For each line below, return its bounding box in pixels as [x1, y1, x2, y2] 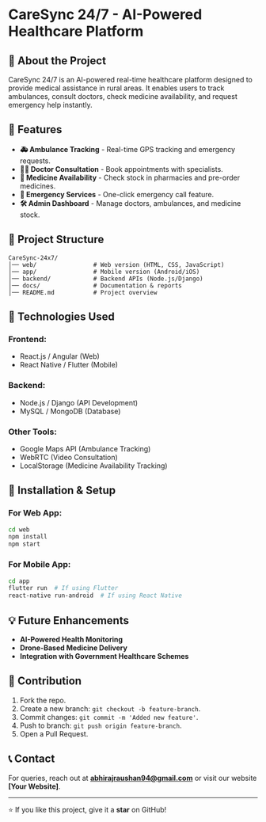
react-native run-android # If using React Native [8, 592, 182, 599]
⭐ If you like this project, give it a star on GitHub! [8, 805, 167, 814]
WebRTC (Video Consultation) [19, 452, 119, 462]
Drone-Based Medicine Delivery [19, 643, 128, 653]
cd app [8, 577, 30, 585]
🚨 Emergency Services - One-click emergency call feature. [19, 189, 215, 199]
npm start [8, 540, 41, 548]
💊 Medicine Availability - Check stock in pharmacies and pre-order [19, 173, 240, 182]
